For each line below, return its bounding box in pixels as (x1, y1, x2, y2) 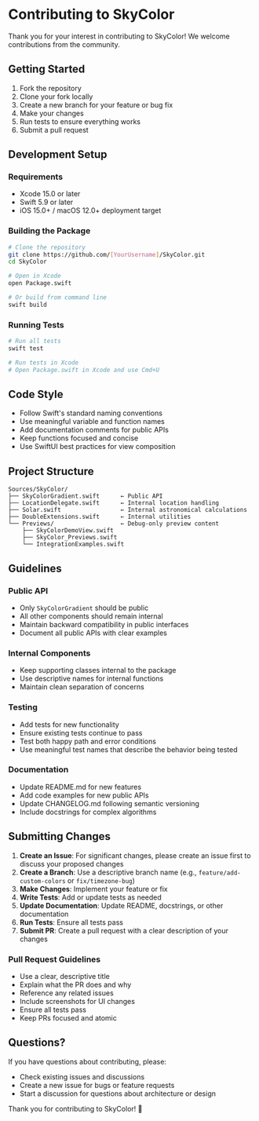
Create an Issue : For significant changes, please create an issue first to (19, 850, 251, 860)
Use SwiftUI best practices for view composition (19, 442, 176, 451)
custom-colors (19, 877, 66, 885)
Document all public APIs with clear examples (19, 628, 167, 637)
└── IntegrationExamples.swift (22, 540, 125, 549)
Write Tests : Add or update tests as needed (19, 893, 162, 902)
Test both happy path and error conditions (19, 736, 157, 746)
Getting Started (8, 63, 86, 76)
